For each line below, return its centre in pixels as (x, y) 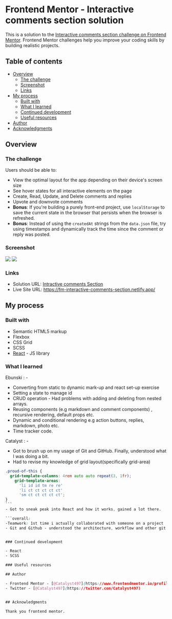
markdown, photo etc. (36, 426)
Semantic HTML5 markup (40, 331)
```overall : (18, 519)
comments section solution (64, 20)
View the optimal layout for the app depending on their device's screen (88, 180)
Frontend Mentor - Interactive (70, 9)
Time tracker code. (33, 431)
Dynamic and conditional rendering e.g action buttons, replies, (78, 420)
